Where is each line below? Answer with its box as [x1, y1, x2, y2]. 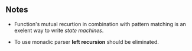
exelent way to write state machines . [14, 27, 104, 34]
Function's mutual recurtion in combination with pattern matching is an [14, 20, 187, 27]
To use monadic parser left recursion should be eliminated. [14, 38, 159, 45]
